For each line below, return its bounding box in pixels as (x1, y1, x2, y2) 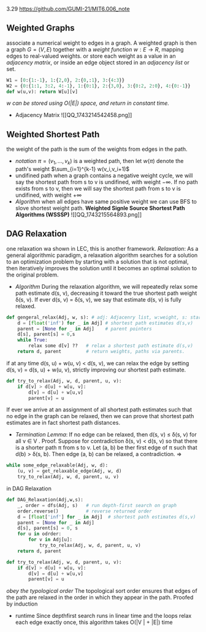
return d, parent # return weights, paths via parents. (17, 349, 185, 355)
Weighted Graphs (6, 23, 75, 33)
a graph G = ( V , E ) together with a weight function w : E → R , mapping (6, 45, 184, 53)
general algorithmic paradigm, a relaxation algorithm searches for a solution (6, 251, 198, 259)
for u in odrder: (17, 531, 62, 537)
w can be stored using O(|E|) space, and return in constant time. (6, 99, 170, 107)
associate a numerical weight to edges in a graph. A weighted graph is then (6, 39, 197, 47)
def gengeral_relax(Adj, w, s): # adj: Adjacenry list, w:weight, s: (6, 314, 188, 321)
